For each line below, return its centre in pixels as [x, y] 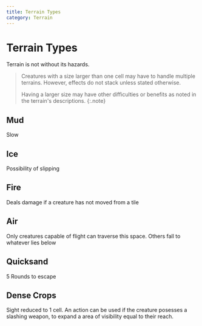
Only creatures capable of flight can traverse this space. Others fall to [93, 236]
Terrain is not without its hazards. [48, 64]
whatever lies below [31, 242]
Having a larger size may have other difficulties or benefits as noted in [109, 94]
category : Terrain [29, 18]
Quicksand [27, 262]
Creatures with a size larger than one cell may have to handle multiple [108, 76]
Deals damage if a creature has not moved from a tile [73, 202]
